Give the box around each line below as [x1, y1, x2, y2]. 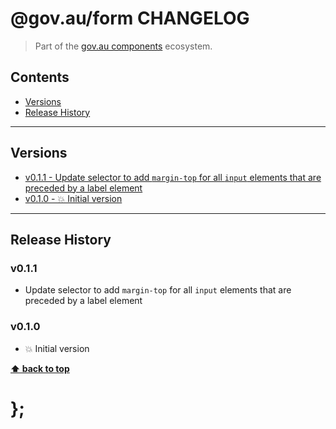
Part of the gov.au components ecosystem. [34, 40, 213, 52]
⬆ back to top [10, 362, 70, 374]
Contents [10, 69, 70, 86]
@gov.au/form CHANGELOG [10, 7, 250, 30]
